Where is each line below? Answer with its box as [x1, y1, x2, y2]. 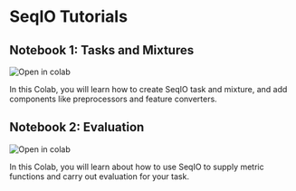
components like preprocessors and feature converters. [9, 93, 217, 104]
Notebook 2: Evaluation [9, 119, 145, 135]
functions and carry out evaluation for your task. [9, 170, 190, 182]
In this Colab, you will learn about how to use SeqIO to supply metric [9, 161, 264, 172]
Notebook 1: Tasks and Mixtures [9, 43, 195, 58]
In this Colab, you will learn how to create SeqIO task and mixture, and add [9, 84, 288, 94]
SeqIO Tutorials [9, 6, 129, 27]
